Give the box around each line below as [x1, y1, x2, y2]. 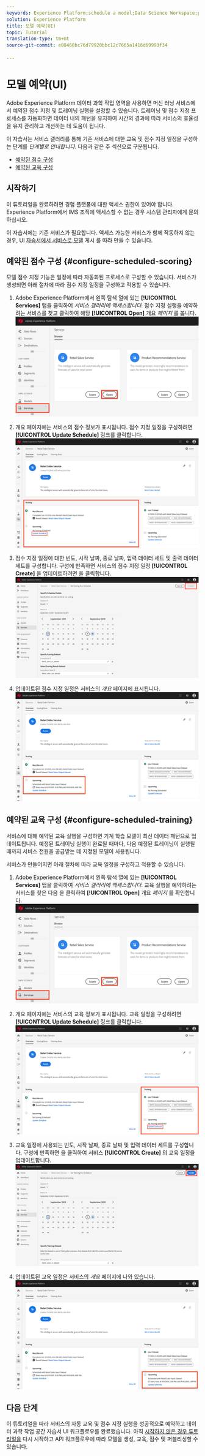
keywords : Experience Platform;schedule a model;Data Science [6, 10, 168, 16]
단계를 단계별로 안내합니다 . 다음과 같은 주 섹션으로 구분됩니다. [12, 143, 160, 150]
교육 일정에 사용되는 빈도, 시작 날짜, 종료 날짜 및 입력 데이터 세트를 [15, 1141, 173, 1149]
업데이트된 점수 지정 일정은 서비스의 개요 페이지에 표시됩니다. [15, 685, 160, 692]
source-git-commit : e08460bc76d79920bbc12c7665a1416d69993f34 [6, 42, 168, 48]
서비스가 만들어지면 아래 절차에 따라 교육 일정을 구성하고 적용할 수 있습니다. [6, 861, 185, 868]
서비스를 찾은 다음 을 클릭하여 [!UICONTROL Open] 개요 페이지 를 [15, 889, 174, 896]
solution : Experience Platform [6, 16, 86, 23]
